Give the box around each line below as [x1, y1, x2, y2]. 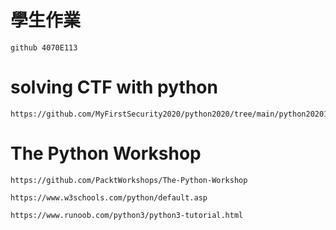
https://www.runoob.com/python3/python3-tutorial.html [10, 210, 244, 220]
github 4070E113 [10, 42, 78, 53]
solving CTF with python [10, 76, 218, 99]
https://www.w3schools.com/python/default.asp [10, 192, 208, 203]
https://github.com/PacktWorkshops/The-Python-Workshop [10, 175, 248, 185]
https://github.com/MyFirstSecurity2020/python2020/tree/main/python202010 [10, 109, 333, 119]
